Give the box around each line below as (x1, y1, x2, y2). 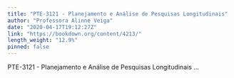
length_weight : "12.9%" (7, 37, 78, 44)
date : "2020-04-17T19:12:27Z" (7, 23, 98, 30)
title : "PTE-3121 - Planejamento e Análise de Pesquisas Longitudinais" (7, 10, 228, 18)
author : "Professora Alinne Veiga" (7, 17, 113, 24)
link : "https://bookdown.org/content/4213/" (7, 30, 142, 38)
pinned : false (7, 43, 50, 50)
